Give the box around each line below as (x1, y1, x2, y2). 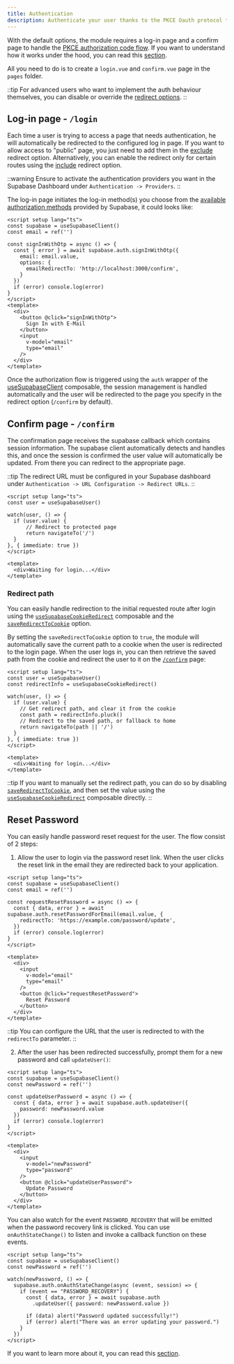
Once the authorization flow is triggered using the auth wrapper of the (7, 375, 208, 384)
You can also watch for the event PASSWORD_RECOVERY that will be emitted (7, 1216, 212, 1224)
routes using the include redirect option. (7, 161, 122, 170)
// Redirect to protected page (25, 524, 117, 531)
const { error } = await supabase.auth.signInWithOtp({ (13, 247, 179, 254)
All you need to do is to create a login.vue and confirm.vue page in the (7, 64, 211, 73)
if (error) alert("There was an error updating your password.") (25, 1319, 219, 1326)
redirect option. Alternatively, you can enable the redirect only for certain (7, 154, 217, 162)
